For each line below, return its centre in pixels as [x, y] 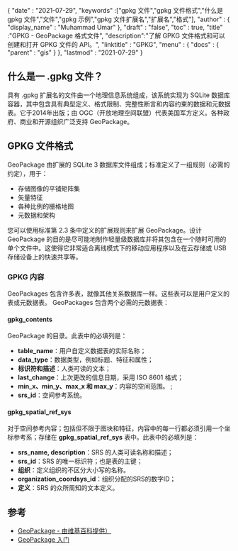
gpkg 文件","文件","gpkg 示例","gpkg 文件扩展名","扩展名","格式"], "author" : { [119, 19]
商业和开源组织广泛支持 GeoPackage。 [76, 121]
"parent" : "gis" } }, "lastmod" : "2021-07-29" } [75, 52]
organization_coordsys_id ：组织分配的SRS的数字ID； [97, 479]
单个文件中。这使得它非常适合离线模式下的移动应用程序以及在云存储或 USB [117, 247]
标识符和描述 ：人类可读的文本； [64, 369]
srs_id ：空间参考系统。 [52, 395]
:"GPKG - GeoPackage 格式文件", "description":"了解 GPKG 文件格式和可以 [116, 35]
